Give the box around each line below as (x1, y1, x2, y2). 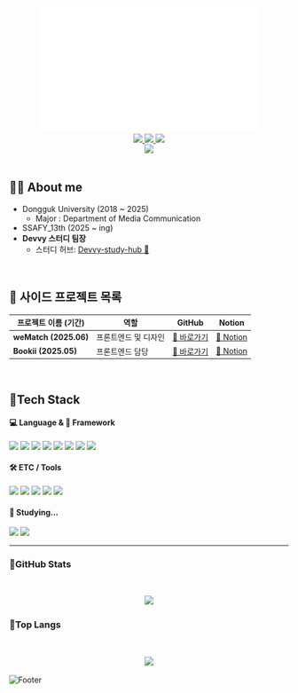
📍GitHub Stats (9, 558, 72, 571)
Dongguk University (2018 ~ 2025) (21, 203, 149, 214)
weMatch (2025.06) (12, 331, 89, 343)
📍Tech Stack (9, 392, 81, 407)
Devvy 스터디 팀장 (21, 232, 87, 243)
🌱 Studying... (9, 507, 59, 517)
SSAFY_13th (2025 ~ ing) (21, 222, 114, 232)
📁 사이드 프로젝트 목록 (9, 290, 122, 305)
